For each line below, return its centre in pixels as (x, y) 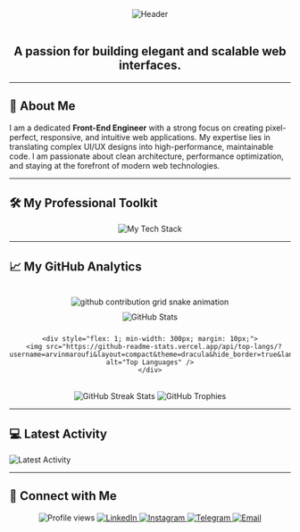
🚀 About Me (42, 106)
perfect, (24, 137)
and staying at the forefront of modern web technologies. (115, 165)
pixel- (275, 128)
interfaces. (150, 66)
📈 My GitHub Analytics (75, 266)
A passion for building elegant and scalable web (150, 51)
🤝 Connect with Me (63, 496)
